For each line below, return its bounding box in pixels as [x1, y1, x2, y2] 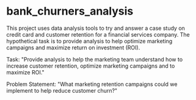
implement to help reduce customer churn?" [6, 87, 118, 94]
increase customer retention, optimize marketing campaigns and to [6, 62, 175, 70]
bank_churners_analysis [6, 4, 134, 18]
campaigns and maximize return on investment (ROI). [6, 44, 140, 51]
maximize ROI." [6, 68, 45, 76]
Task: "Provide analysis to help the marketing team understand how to [6, 55, 183, 63]
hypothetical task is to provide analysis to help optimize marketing [6, 37, 173, 45]
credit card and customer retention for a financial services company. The [6, 30, 191, 38]
